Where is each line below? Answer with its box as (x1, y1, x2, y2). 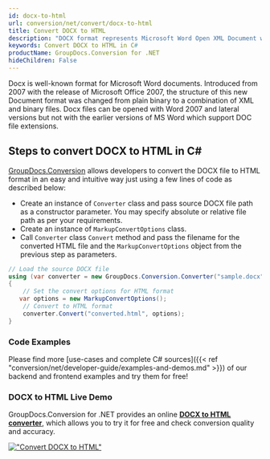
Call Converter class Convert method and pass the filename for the (19, 232, 240, 242)
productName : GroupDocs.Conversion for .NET (8, 49, 160, 57)
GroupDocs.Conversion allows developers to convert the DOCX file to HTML (8, 165, 261, 175)
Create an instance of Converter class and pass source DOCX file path (19, 198, 253, 208)
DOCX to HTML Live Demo (8, 391, 112, 402)
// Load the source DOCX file (8, 265, 110, 273)
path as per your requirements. (19, 215, 123, 225)
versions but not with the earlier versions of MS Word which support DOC (8, 112, 252, 122)
